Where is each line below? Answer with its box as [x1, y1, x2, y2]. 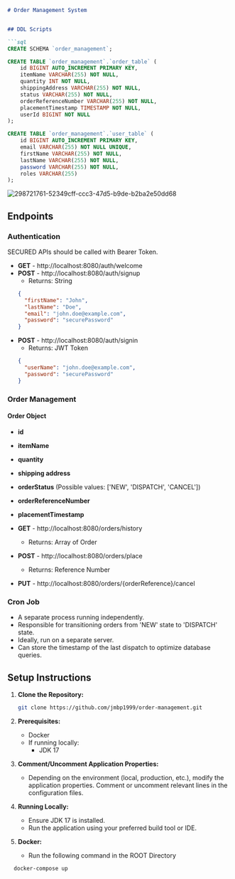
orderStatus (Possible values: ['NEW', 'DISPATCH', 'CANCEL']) [17, 482, 201, 491]
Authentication [7, 231, 60, 241]
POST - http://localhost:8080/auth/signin [17, 336, 138, 345]
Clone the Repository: [17, 690, 84, 698]
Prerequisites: [17, 717, 61, 725]
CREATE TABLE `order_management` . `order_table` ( [7, 58, 158, 65]
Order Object [7, 412, 47, 420]
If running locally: [28, 738, 80, 747]
